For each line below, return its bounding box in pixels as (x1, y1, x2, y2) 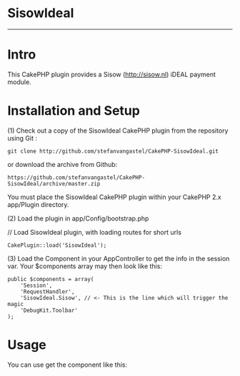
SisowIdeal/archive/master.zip (7, 180, 101, 187)
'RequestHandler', (20, 288, 75, 295)
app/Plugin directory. (7, 200, 69, 208)
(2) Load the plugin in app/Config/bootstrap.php (7, 214, 149, 223)
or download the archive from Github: (7, 160, 118, 168)
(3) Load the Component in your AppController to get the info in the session (7, 254, 230, 263)
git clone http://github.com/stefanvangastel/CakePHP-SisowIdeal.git (7, 148, 219, 155)
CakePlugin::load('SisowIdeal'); (7, 241, 107, 249)
